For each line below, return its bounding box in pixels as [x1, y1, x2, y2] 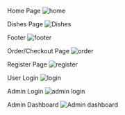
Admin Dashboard [7, 100, 59, 109]
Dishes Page [7, 20, 44, 28]
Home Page [7, 7, 41, 15]
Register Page [7, 60, 47, 69]
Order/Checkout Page [7, 47, 70, 55]
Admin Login [7, 87, 44, 95]
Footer [7, 33, 26, 42]
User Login [7, 73, 39, 82]
